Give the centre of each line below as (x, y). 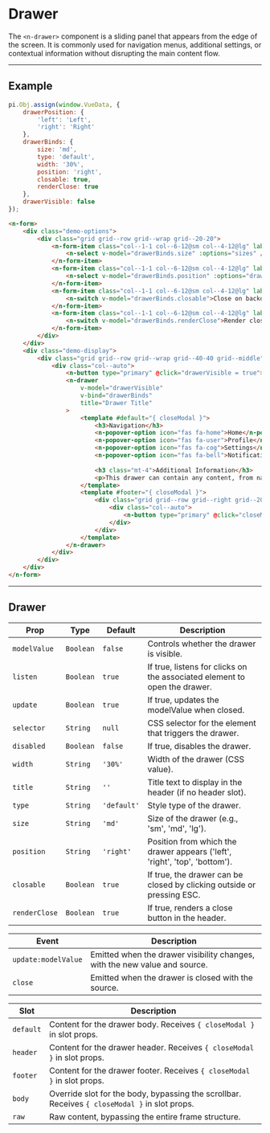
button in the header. (187, 918)
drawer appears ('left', (190, 851)
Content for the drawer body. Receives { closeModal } (152, 1024)
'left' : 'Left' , (64, 120)
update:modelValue (47, 959)
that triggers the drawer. (193, 733)
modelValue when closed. (196, 710)
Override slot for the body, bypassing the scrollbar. (145, 1094)
